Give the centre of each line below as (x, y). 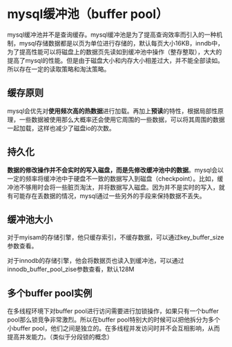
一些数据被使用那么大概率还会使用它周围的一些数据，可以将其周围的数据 (122, 119)
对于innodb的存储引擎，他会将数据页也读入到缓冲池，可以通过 (96, 261)
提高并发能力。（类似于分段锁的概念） (60, 337)
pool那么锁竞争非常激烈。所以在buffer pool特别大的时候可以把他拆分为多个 (114, 320)
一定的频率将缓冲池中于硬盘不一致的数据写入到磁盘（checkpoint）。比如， (112, 178)
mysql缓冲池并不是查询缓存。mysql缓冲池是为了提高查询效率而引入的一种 (112, 34)
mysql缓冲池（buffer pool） (88, 14)
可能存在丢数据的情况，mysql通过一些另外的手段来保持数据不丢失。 (109, 196)
